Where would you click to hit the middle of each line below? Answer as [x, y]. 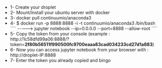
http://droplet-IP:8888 [33, 55]
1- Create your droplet [33, 7]
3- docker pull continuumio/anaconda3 [51, 18]
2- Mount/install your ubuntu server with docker [60, 12]
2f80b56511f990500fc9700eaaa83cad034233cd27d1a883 [89, 44]
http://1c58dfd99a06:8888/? [40, 39]
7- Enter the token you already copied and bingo [60, 60]
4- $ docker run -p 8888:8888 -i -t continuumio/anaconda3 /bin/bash [83, 23]
